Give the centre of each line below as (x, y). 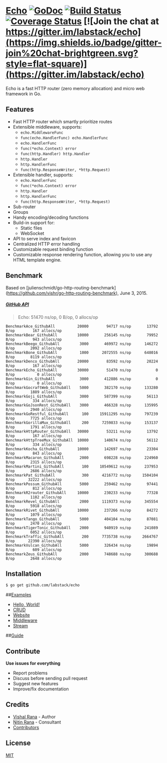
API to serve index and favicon (44, 238)
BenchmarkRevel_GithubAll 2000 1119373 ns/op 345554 (82, 501)
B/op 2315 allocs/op (34, 462)
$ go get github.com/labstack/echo (43, 585)
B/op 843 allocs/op (34, 453)
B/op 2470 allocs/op (34, 523)
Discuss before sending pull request (50, 678)
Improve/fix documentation (41, 689)
